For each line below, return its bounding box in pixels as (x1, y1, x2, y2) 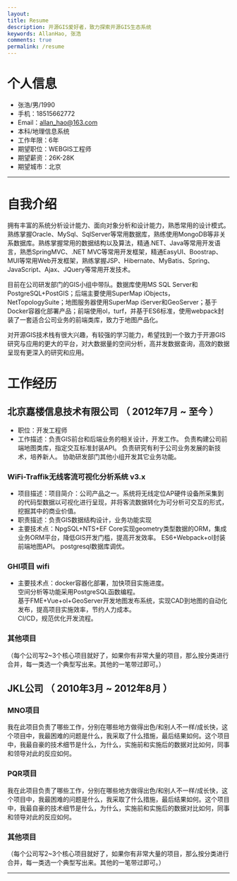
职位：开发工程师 (17, 425, 68, 434)
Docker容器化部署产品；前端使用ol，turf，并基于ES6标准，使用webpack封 (7, 307, 224, 315)
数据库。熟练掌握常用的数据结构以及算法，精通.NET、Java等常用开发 (13, 238, 215, 247)
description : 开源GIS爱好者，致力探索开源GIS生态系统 (7, 23, 152, 30)
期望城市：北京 (17, 162, 61, 170)
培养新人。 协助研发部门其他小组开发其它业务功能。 (30, 452, 181, 461)
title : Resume (7, 17, 49, 24)
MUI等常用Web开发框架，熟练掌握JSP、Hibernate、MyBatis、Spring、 (7, 256, 214, 265)
